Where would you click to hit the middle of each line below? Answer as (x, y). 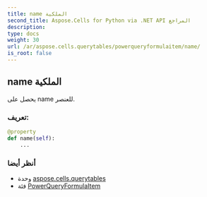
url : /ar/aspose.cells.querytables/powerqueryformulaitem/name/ (104, 47)
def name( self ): (31, 138)
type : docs (23, 34)
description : (26, 27)
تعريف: (18, 117)
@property (22, 131)
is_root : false (30, 54)
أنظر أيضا (22, 163)
